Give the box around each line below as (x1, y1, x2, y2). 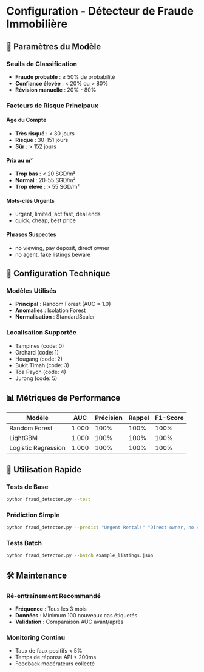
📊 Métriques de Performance (6, 393, 121, 403)
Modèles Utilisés (6, 287, 56, 295)
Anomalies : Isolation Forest (15, 307, 86, 314)
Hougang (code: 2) (15, 355, 63, 362)
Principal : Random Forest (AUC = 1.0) (15, 300, 111, 308)
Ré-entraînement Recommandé (6, 591, 101, 600)
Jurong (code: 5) (15, 375, 58, 382)
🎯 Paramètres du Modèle (6, 41, 101, 52)
